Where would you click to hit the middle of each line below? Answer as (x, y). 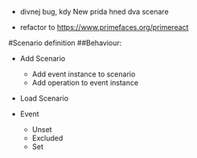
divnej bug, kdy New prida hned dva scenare (94, 12)
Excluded (47, 138)
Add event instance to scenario (84, 74)
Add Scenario (43, 58)
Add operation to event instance (85, 83)
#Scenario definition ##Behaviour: (65, 43)
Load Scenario (44, 98)
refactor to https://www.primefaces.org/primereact (104, 27)
